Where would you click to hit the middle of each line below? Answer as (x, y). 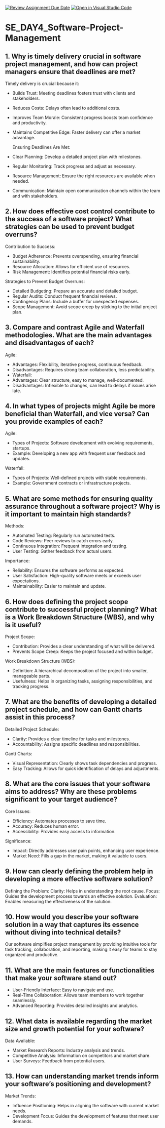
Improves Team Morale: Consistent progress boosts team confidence (82, 118)
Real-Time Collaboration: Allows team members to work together (78, 995)
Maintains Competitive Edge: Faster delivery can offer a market (76, 132)
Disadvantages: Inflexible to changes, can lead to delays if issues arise (84, 385)
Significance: (18, 841)
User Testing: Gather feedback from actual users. (62, 551)
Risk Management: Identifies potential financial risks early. (71, 272)
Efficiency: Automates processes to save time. (59, 821)
